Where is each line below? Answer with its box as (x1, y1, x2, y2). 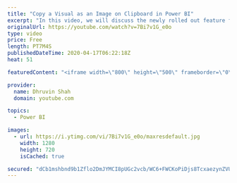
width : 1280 (20, 139, 55, 146)
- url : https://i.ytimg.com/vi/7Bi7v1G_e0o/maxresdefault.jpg (13, 133, 200, 140)
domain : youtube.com (13, 94, 74, 102)
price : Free (7, 37, 42, 44)
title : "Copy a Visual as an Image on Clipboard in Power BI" (7, 10, 194, 18)
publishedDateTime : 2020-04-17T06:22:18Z (7, 50, 131, 57)
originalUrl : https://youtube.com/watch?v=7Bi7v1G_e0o (7, 23, 172, 30)
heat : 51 (7, 56, 33, 63)
